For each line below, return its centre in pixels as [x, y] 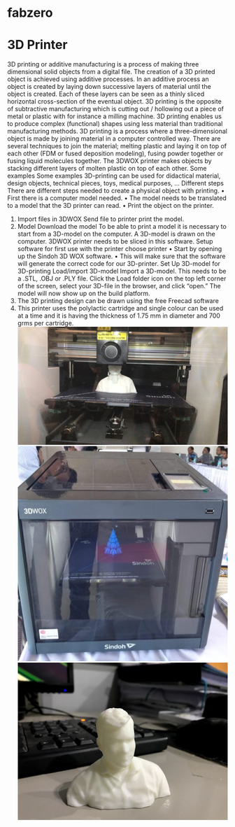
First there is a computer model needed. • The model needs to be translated [117, 198]
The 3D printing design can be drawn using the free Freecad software [118, 301]
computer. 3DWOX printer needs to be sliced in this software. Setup [115, 241]
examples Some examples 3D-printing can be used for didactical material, [114, 176]
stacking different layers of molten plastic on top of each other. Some [107, 169]
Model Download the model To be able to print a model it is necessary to [122, 227]
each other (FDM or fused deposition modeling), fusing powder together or [115, 154]
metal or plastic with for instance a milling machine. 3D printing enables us [115, 116]
